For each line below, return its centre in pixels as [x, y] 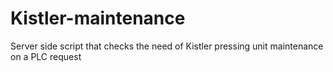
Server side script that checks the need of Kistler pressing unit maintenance [167, 46]
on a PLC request [46, 56]
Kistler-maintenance [98, 18]
